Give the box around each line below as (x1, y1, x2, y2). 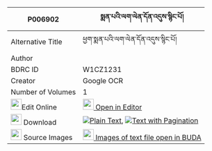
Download (23, 118, 57, 127)
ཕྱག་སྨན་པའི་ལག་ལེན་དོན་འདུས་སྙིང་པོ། (82, 35, 177, 44)
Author (10, 53, 33, 63)
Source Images (23, 133, 73, 142)
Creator (10, 76, 36, 85)
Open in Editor (95, 103, 142, 112)
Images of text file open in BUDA (95, 133, 202, 142)
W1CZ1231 (82, 65, 122, 74)
